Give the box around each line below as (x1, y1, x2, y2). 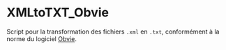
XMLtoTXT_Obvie (6, 5, 110, 21)
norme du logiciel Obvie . (6, 34, 77, 42)
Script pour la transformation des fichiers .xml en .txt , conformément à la (6, 27, 220, 36)
